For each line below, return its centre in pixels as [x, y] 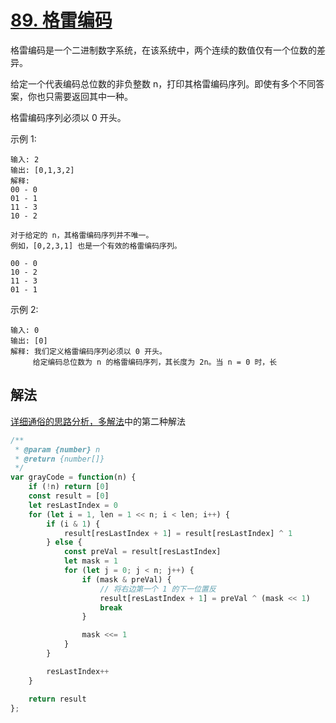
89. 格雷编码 [61, 20]
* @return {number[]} [59, 459]
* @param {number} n [57, 449]
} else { [64, 542]
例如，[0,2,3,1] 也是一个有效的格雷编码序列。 [96, 246]
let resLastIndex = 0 [73, 505]
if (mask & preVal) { [126, 579]
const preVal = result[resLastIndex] [142, 552]
